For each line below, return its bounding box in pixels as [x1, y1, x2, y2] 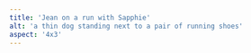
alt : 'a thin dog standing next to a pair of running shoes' [9, 22, 244, 31]
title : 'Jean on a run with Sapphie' [9, 13, 151, 22]
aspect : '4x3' [9, 30, 63, 39]
